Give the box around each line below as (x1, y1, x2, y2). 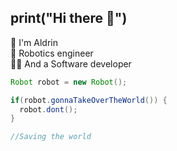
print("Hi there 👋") (10, 10, 128, 27)
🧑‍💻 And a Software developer (10, 57, 132, 70)
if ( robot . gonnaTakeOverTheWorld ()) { (10, 95, 168, 105)
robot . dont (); (19, 104, 78, 115)
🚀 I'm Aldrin (10, 36, 58, 48)
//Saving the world (10, 132, 92, 142)
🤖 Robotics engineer (10, 47, 94, 59)
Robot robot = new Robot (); (10, 77, 128, 87)
